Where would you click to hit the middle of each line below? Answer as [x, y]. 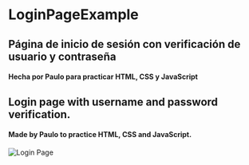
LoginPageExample [74, 15]
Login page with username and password [113, 102]
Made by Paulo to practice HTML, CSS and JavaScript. [100, 135]
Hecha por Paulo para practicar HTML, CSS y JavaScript [103, 77]
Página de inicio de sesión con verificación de [125, 44]
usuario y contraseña [62, 56]
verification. [40, 114]
